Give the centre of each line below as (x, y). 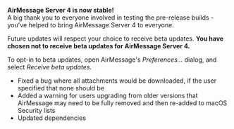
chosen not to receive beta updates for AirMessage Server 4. (99, 46)
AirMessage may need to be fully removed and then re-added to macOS (122, 103)
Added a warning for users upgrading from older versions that (108, 95)
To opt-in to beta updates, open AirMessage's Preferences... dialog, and (112, 60)
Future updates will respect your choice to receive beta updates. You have (116, 39)
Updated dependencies (52, 118)
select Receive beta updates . (50, 67)
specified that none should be (61, 88)
